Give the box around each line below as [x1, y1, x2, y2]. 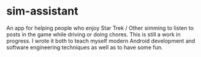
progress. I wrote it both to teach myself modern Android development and [6, 37, 195, 44]
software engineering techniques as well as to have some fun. [6, 44, 163, 51]
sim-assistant [6, 4, 78, 18]
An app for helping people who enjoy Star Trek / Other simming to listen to [6, 24, 194, 32]
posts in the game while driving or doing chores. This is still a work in [6, 30, 181, 38]
